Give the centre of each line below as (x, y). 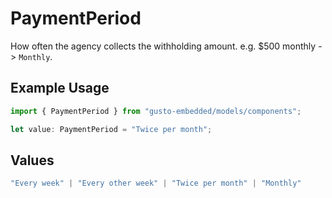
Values (32, 160)
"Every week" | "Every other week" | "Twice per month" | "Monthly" (156, 183)
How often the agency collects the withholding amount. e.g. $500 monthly (163, 46)
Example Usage (60, 88)
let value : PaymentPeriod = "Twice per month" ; (111, 129)
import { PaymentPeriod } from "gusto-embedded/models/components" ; (156, 111)
